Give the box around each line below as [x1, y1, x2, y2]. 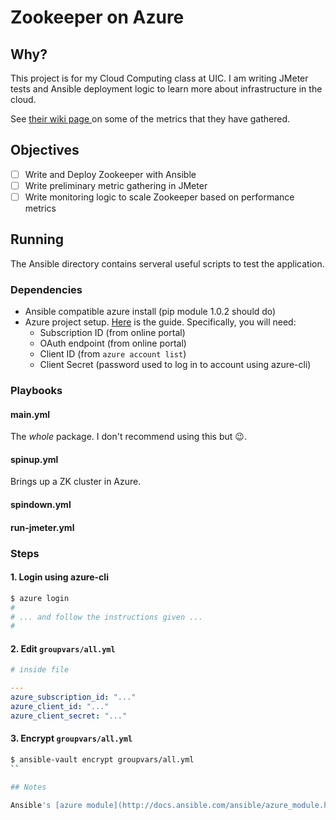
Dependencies [10, 282, 83, 296]
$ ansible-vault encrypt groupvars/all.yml [10, 755, 195, 765]
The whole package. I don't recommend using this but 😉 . [10, 431, 247, 443]
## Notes [10, 782, 47, 792]
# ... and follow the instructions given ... [10, 612, 203, 622]
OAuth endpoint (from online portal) [39, 337, 187, 350]
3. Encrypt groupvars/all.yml [10, 732, 133, 745]
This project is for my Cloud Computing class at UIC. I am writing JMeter [10, 72, 309, 84]
